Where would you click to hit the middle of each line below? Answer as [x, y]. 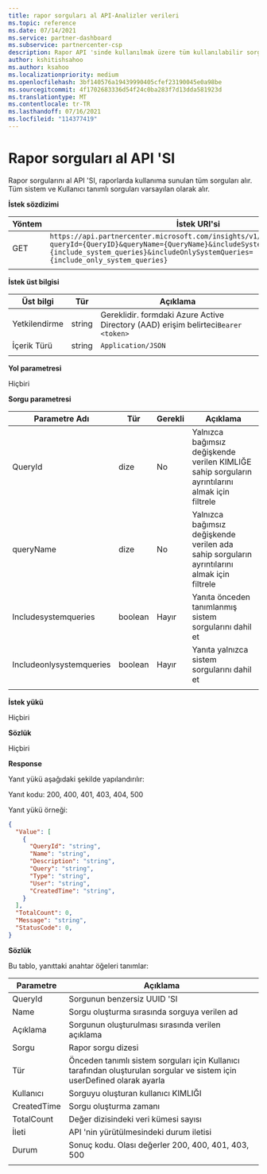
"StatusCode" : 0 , [44, 928]
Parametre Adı [62, 418]
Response [25, 763]
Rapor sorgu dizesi [104, 1048]
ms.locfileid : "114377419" [53, 119]
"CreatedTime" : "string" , [72, 891]
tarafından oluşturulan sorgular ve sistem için [153, 1070]
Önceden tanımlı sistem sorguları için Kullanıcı [154, 1060]
